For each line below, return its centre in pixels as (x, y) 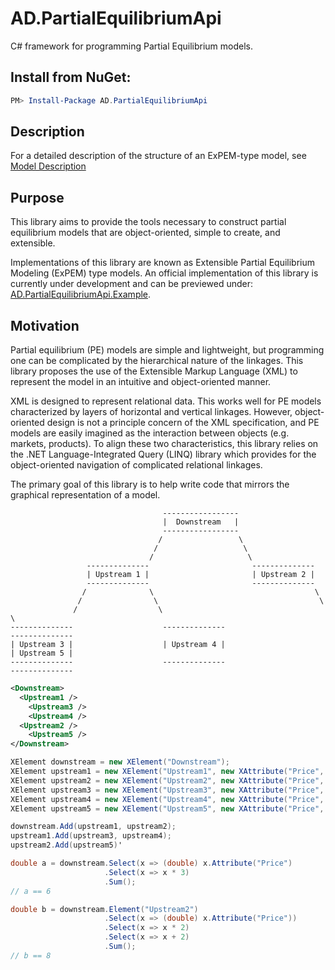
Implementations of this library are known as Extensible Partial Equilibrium (162, 263)
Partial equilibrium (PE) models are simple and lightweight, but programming (167, 350)
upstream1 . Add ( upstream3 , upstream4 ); (91, 836)
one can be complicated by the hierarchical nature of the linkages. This (157, 361)
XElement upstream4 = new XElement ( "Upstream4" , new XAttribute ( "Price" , (167, 799)
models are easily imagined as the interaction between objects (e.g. (150, 433)
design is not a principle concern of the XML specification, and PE (183, 423)
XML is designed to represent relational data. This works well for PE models (166, 401)
